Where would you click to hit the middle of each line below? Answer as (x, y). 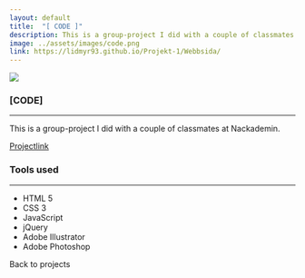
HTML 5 (38, 198)
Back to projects (40, 263)
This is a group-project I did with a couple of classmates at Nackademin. (145, 129)
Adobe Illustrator (54, 236)
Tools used (34, 170)
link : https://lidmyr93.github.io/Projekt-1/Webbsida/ (115, 52)
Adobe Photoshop (56, 246)
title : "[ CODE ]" (46, 26)
